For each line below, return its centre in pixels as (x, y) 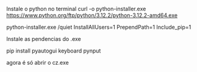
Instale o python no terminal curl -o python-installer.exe (76, 9)
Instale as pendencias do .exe (44, 39)
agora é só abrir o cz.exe (38, 63)
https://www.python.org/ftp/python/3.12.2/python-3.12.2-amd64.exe (92, 15)
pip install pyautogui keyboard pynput (54, 51)
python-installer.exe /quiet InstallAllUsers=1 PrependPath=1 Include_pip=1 (99, 27)
